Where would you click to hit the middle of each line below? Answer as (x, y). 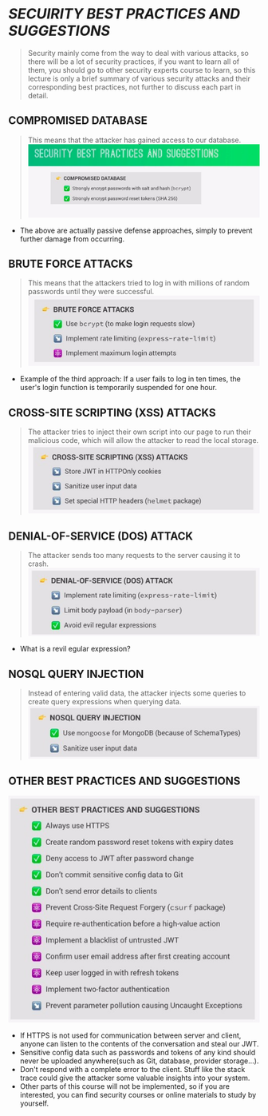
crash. (38, 564)
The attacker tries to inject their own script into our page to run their (139, 432)
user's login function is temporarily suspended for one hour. (118, 388)
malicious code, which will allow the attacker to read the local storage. (143, 440)
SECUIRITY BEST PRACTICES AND (124, 14)
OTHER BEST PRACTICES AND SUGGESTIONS (124, 781)
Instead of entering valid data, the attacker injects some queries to (137, 693)
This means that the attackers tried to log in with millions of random (138, 283)
